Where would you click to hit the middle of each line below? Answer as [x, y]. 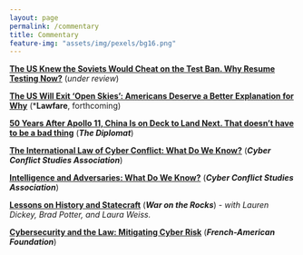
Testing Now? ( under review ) [64, 79]
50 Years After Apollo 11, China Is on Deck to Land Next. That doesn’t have [152, 123]
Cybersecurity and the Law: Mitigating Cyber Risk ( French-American [142, 232]
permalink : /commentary [54, 26]
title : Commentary [44, 34]
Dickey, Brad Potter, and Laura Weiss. [80, 215]
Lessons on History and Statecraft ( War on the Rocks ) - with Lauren [139, 205]
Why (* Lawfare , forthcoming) [65, 106]
